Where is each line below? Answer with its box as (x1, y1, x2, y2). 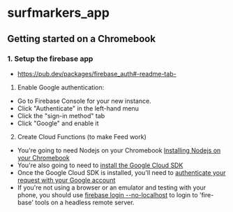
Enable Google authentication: (17, 83, 105, 92)
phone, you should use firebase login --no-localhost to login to (17, 190, 198, 199)
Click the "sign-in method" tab (17, 111, 105, 120)
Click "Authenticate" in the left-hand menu (17, 104, 140, 113)
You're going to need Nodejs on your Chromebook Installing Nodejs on (17, 146, 221, 155)
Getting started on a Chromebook (7, 33, 156, 45)
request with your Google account (17, 176, 116, 184)
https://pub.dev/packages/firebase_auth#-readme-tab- (17, 69, 176, 78)
